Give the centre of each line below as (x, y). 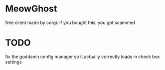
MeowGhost (31, 9)
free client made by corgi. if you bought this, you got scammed (70, 22)
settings (14, 62)
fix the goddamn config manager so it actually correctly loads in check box (82, 56)
